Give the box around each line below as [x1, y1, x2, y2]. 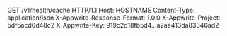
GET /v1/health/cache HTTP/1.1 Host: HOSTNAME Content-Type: [7, 6, 195, 14]
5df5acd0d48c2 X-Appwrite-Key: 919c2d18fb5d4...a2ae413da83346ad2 [7, 21, 219, 29]
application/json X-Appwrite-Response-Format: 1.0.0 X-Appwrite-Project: [7, 13, 221, 22]
